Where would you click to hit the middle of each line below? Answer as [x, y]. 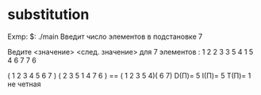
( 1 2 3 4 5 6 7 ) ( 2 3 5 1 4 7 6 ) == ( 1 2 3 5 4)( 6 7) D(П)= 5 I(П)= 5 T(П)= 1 [129, 75]
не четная [24, 84]
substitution [48, 15]
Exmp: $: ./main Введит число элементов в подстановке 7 [105, 36]
